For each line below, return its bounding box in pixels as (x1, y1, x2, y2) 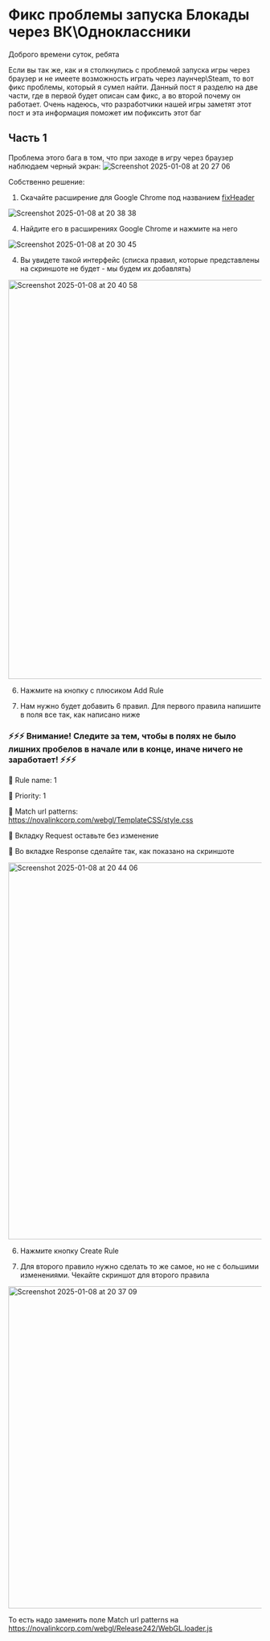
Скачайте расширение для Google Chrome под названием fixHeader (19, 192, 255, 202)
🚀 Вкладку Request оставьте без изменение (8, 831, 159, 840)
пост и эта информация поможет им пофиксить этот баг (8, 107, 202, 118)
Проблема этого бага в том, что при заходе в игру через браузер (8, 152, 234, 162)
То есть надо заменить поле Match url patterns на (8, 1615, 179, 1625)
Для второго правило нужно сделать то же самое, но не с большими (19, 1262, 260, 1272)
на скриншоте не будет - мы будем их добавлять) (19, 264, 191, 273)
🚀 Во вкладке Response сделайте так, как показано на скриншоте (8, 847, 235, 856)
